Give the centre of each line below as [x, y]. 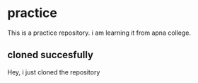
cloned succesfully [51, 55]
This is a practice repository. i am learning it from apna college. [99, 33]
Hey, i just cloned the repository [54, 72]
